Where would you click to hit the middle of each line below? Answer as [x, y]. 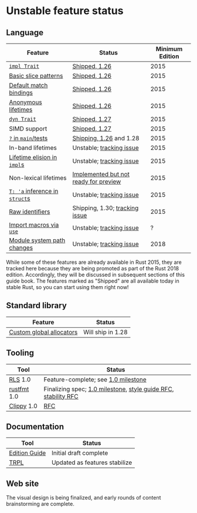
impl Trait [24, 66]
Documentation [35, 427]
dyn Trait [23, 119]
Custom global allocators [43, 332]
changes [21, 248]
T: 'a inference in [34, 191]
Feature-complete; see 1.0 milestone [95, 379]
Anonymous [26, 102]
